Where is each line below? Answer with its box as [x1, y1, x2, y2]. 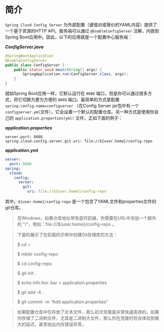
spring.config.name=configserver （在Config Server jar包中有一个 [5, 103, 139, 109]
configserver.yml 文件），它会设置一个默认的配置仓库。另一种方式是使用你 [5, 109, 155, 115]
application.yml [5, 147, 38, 153]
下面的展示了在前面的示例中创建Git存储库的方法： [17, 232, 118, 238]
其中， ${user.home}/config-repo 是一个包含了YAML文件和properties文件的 [5, 199, 157, 204]
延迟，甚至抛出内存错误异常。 [26, 321, 86, 328]
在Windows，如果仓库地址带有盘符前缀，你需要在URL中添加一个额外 [17, 215, 157, 221]
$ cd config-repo [17, 261, 52, 266]
